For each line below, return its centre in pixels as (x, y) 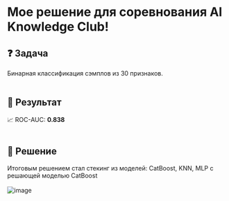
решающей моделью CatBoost (52, 175)
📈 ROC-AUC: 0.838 (36, 119)
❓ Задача (28, 53)
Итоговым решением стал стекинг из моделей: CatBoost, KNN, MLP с (110, 168)
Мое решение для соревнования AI (115, 12)
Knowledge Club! (58, 27)
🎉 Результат (34, 102)
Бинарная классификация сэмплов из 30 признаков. (85, 73)
